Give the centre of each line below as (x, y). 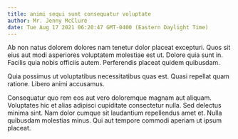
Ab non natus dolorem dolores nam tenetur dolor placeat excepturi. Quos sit (119, 48)
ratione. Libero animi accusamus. (56, 84)
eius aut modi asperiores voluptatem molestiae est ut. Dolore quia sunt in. (115, 55)
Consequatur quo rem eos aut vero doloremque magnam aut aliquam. (109, 98)
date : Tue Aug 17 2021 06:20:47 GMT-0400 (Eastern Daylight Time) (108, 27)
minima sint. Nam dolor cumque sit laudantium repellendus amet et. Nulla (115, 113)
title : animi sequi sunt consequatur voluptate (79, 14)
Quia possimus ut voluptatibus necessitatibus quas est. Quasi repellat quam (119, 76)
